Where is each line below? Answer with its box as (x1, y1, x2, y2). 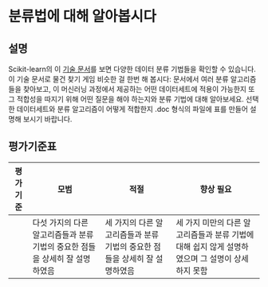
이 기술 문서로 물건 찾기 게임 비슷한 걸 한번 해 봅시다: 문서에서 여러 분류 (8, 74, 229, 84)
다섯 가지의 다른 (32, 217, 89, 228)
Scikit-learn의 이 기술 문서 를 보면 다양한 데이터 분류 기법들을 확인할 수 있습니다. (8, 65, 257, 74)
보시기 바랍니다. (22, 114, 73, 124)
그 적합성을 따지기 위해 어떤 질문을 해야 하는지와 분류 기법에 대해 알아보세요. (8, 94, 245, 104)
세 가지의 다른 (104, 217, 154, 228)
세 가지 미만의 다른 (175, 217, 242, 228)
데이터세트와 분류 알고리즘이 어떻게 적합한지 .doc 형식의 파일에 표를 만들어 (16, 105, 249, 114)
